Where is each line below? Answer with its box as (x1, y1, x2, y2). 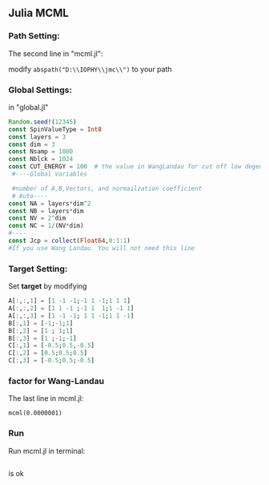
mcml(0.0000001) (8, 409, 62, 418)
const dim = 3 (8, 140, 56, 148)
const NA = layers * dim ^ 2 (8, 200, 91, 208)
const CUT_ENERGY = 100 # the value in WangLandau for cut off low (8, 163, 242, 171)
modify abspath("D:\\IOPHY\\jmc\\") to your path (8, 64, 172, 74)
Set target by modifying (8, 281, 87, 291)
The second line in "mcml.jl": (8, 48, 103, 59)
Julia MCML (8, 6, 70, 20)
